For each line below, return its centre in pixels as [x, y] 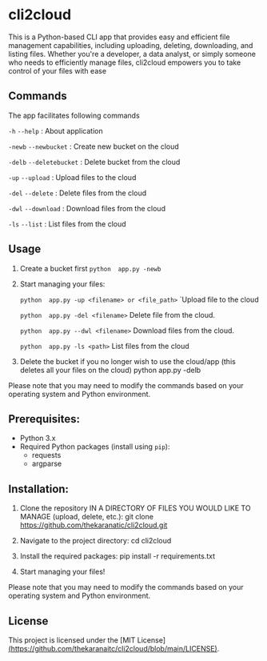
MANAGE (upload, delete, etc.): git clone [87, 517]
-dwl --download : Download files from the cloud [87, 208]
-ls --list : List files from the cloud [67, 224]
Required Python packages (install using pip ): [95, 447]
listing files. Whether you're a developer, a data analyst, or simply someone [132, 54]
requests [46, 455]
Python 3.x [38, 439]
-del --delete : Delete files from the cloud [77, 193]
